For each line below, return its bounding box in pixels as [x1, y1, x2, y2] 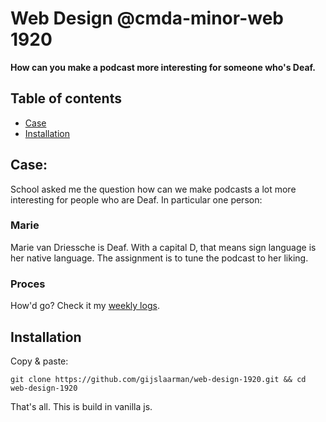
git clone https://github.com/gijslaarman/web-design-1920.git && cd [10, 374, 307, 384]
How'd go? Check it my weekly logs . [10, 300, 160, 312]
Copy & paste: [10, 355, 69, 367]
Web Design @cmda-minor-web [10, 7, 284, 30]
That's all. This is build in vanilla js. [10, 400, 153, 412]
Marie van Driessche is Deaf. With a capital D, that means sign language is [10, 241, 317, 253]
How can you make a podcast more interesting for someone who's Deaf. [10, 61, 317, 73]
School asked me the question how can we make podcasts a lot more [10, 183, 297, 195]
